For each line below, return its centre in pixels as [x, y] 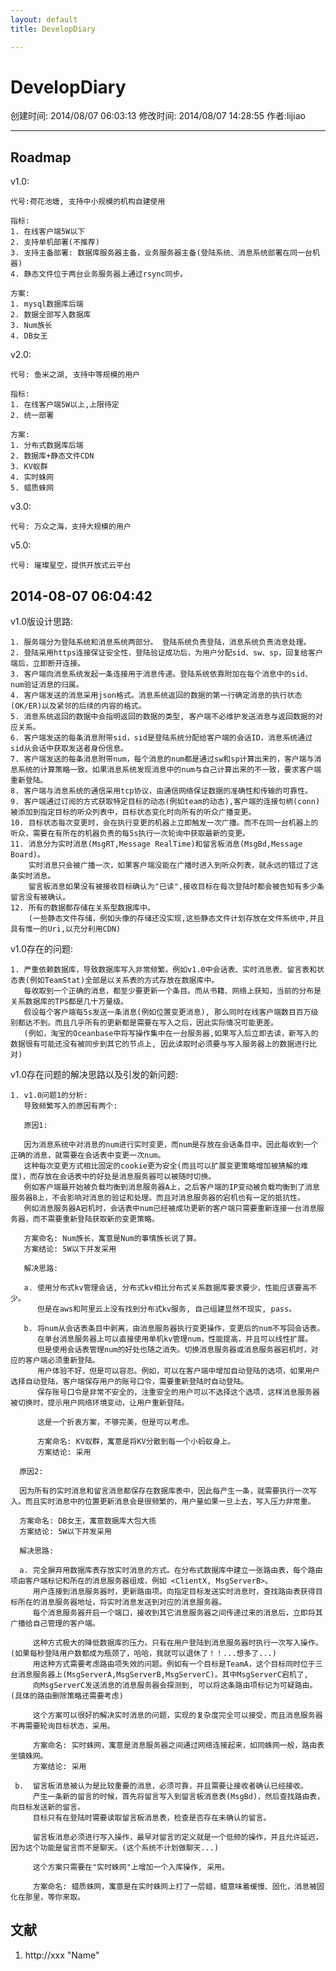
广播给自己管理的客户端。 [55, 1624]
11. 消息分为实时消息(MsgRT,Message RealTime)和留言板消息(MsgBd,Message [156, 844]
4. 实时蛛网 [32, 477]
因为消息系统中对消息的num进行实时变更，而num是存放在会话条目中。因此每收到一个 [171, 1145]
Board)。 [27, 855]
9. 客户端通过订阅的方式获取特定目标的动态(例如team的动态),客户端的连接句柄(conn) [165, 802]
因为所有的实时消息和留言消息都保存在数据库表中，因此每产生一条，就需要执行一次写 [168, 1491]
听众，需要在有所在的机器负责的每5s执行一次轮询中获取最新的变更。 [130, 834]
